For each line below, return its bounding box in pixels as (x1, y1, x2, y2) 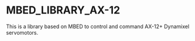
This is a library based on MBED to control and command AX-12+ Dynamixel (6, 23, 190, 30)
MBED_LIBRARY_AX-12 (6, 4, 121, 17)
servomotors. (6, 29, 39, 36)
